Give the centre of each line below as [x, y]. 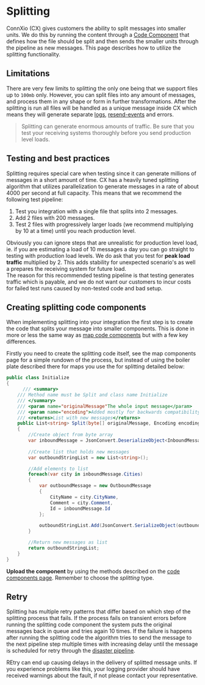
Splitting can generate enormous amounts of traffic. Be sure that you [107, 126]
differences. [21, 342]
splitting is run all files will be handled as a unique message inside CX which [102, 108]
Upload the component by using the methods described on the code [93, 571]
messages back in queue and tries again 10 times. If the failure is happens [99, 631]
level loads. [35, 139]
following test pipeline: [35, 199]
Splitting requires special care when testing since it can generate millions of [101, 173]
